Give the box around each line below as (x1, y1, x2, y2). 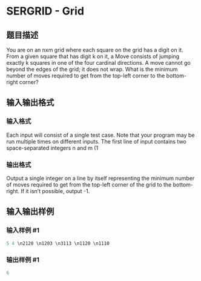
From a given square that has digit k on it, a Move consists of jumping (6, 53, 180, 60)
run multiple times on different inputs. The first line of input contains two (6, 137, 186, 145)
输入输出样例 (6, 207, 54, 217)
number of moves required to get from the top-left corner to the (6, 72, 165, 79)
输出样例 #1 (6, 256, 39, 264)
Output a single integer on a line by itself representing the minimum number (6, 174, 195, 182)
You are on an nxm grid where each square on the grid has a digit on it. (6, 47, 183, 53)
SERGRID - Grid (6, 4, 85, 18)
